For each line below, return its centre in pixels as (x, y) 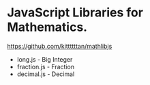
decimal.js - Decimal (46, 74)
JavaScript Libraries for (75, 13)
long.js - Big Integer (45, 59)
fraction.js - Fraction (46, 66)
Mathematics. (47, 27)
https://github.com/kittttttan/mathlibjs (60, 46)
